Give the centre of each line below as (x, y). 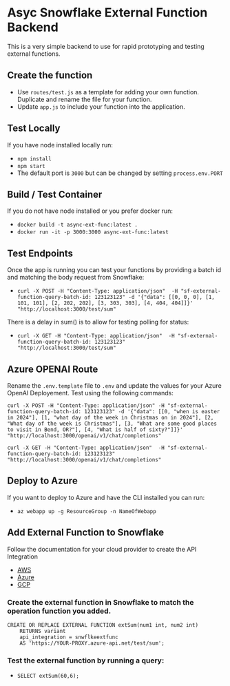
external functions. (34, 54)
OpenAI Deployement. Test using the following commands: (91, 393)
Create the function (50, 75)
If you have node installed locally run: (60, 145)
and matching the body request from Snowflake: (76, 278)
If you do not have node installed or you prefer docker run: (90, 211)
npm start (31, 166)
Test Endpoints (40, 253)
